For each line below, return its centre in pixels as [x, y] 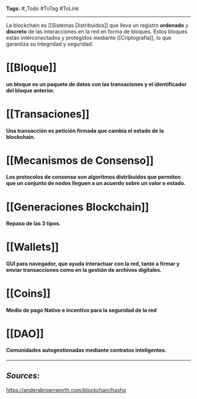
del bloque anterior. [30, 90]
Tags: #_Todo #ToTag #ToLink [43, 8]
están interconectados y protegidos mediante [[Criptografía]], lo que [89, 38]
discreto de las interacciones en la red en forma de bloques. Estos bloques [97, 31]
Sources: [23, 376]
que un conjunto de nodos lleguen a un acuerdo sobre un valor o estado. [96, 183]
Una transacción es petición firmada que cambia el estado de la [85, 131]
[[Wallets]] [33, 247]
